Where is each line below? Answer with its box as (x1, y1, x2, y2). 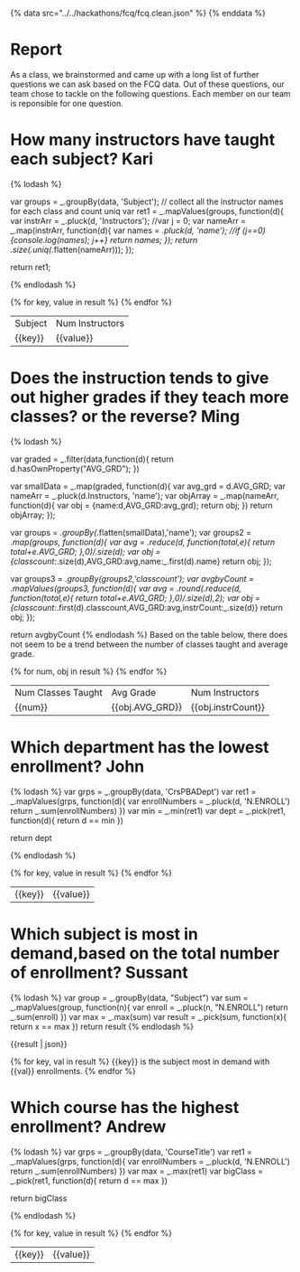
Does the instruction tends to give (10, 368, 269, 388)
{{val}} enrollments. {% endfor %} (10, 1065, 136, 1076)
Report (10, 40, 62, 60)
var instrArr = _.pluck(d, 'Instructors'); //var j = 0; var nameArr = (10, 215, 247, 226)
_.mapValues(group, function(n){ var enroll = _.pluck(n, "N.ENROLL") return (10, 1002, 289, 1013)
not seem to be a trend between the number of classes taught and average (10, 639, 289, 650)
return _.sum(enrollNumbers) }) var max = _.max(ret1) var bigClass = (10, 1165, 264, 1176)
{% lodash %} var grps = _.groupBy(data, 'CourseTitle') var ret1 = (10, 1146, 253, 1157)
